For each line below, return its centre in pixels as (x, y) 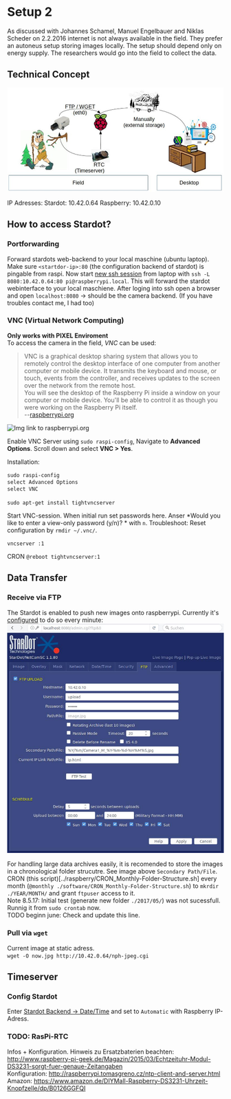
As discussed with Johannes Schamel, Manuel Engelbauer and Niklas (106, 31)
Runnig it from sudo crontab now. (54, 908)
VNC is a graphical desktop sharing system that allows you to (111, 356)
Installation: (23, 462)
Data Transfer (37, 578)
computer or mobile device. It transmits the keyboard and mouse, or (120, 370)
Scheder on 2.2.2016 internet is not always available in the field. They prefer (115, 38)
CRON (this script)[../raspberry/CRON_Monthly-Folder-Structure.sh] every (112, 879)
